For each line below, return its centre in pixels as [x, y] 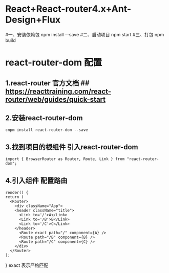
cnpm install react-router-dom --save [47, 130]
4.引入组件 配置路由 [36, 180]
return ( [15, 197]
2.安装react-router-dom [44, 118]
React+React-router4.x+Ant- [68, 9]
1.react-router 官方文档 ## [47, 83]
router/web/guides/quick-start [56, 99]
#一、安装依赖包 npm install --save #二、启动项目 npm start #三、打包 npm [85, 34]
